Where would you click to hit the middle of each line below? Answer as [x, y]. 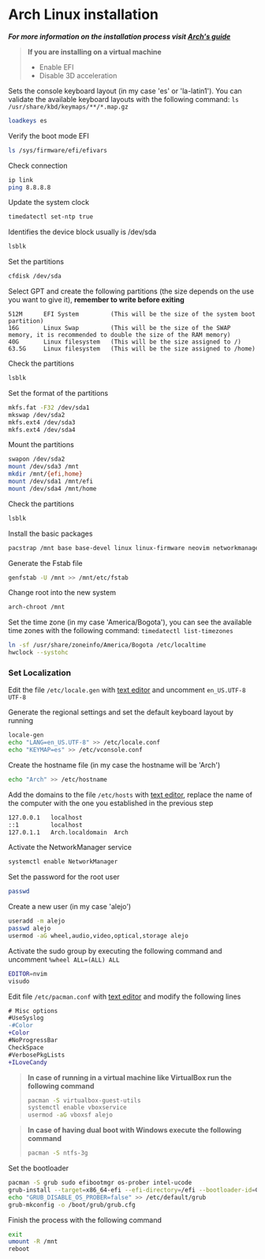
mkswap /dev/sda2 [37, 415]
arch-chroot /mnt [37, 607]
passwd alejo [30, 929]
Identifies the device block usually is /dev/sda [82, 232]
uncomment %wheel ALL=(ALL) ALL [64, 959]
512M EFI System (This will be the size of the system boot [132, 314]
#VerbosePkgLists [37, 1055]
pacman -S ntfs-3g [58, 1153]
